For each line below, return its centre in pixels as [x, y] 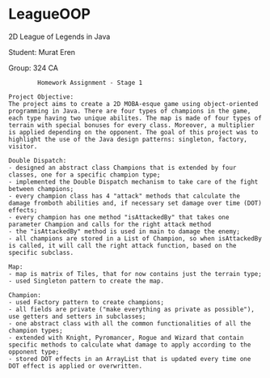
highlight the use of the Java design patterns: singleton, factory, [128, 139]
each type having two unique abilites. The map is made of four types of [135, 118]
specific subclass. [41, 253]
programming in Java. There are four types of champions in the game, [130, 111]
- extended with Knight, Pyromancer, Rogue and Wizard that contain [126, 338]
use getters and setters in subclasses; [78, 316]
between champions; [41, 189]
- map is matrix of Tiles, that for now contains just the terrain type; [135, 274]
